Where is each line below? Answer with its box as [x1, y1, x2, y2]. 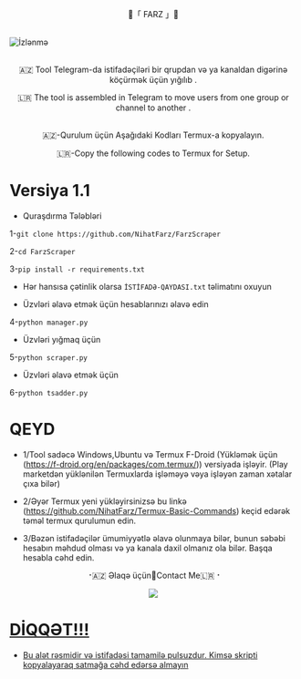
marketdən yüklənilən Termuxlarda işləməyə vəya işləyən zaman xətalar [22, 468, 293, 479]
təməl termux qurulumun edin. [22, 515, 137, 526]
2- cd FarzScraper [9, 245, 76, 256]
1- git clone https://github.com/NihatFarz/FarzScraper [9, 228, 222, 239]
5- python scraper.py [9, 351, 88, 363]
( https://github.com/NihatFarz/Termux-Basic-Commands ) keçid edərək [22, 505, 290, 516]
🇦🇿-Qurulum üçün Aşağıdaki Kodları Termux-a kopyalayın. [42, 129, 265, 140]
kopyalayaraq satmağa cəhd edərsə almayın [22, 659, 189, 670]
